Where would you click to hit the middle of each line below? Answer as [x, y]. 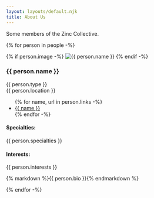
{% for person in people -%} [41, 45]
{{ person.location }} [31, 90]
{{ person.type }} [27, 84]
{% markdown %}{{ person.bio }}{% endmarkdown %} [73, 179]
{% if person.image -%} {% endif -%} [77, 56]
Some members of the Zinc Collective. [52, 33]
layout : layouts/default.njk [42, 11]
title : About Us [26, 17]
